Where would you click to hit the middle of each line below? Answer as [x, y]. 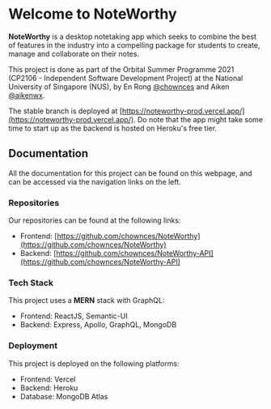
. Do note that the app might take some [198, 119]
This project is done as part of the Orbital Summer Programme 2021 [121, 69]
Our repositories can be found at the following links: [95, 220]
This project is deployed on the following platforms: [94, 363]
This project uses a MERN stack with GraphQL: [87, 300]
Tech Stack [31, 283]
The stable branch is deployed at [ [66, 111]
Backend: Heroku [49, 388]
